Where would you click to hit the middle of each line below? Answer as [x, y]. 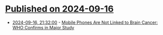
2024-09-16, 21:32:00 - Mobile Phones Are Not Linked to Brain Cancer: [85, 22]
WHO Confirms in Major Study [43, 27]
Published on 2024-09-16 [59, 9]
